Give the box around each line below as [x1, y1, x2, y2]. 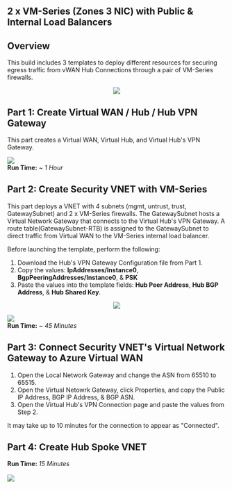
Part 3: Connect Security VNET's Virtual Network [7, 342, 225, 354]
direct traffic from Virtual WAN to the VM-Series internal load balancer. [7, 231, 210, 240]
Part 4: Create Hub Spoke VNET [7, 441, 147, 454]
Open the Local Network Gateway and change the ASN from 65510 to [17, 371, 217, 379]
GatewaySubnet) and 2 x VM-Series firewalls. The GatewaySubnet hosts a [7, 209, 220, 217]
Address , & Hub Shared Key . [17, 288, 101, 296]
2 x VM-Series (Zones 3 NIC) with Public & [7, 6, 194, 17]
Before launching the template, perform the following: [7, 244, 160, 253]
